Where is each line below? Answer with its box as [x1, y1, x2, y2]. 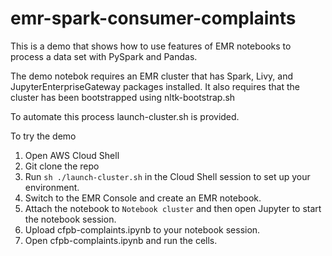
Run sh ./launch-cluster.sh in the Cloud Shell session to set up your [24, 170, 311, 182]
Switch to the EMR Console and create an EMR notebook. [24, 192, 262, 204]
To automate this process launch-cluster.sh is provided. [10, 110, 240, 122]
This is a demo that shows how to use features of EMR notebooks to [10, 40, 292, 52]
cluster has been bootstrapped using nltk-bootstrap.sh [10, 91, 236, 103]
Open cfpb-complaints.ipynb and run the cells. [24, 234, 218, 246]
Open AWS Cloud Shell [24, 149, 120, 161]
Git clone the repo [24, 160, 100, 172]
